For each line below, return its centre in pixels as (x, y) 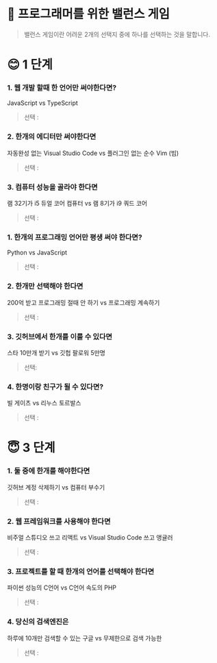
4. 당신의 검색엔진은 (38, 622)
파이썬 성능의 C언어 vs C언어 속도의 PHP (62, 588)
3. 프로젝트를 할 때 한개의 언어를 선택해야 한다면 (81, 571)
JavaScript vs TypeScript (43, 103)
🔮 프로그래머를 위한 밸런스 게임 (88, 14)
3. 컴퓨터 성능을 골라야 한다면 (52, 187)
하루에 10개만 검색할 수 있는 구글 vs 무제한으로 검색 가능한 (85, 638)
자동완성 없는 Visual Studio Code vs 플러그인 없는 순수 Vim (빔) (93, 153)
